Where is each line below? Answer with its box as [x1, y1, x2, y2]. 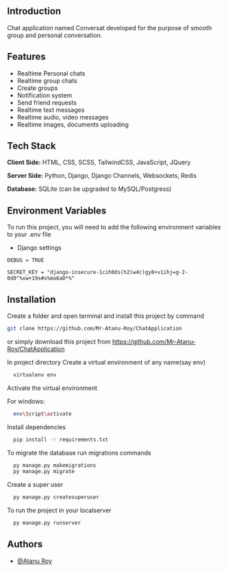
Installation [7, 293, 56, 305]
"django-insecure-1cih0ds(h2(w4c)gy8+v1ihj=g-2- [47, 269, 188, 276]
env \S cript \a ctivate [13, 410, 72, 417]
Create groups [16, 84, 58, 92]
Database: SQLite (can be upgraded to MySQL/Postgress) [7, 185, 172, 193]
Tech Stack [7, 140, 56, 152]
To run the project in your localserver [7, 506, 112, 514]
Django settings [16, 244, 62, 252]
